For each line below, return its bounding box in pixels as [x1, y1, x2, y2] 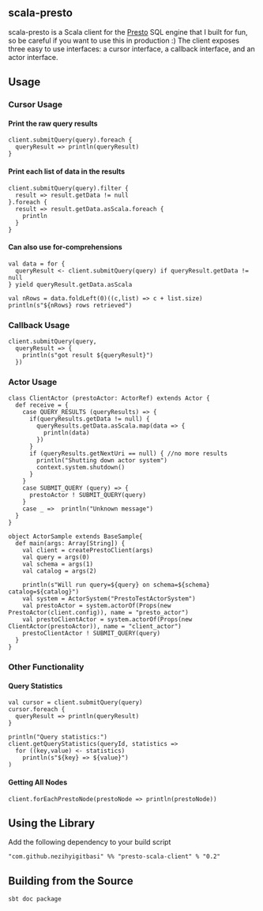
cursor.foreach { [8, 706, 66, 713]
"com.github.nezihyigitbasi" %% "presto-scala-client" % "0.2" [8, 853, 221, 860]
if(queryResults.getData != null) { [28, 415, 150, 424]
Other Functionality [8, 661, 85, 672]
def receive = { [15, 401, 69, 409]
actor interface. [8, 52, 58, 62]
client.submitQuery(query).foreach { [8, 136, 133, 145]
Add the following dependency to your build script [8, 838, 171, 847]
